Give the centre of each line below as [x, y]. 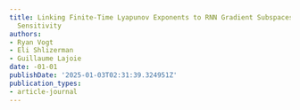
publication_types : [46, 83]
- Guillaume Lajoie [46, 59]
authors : [25, 34]
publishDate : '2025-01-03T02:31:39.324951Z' [93, 75]
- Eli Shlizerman [42, 51]
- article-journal [43, 91]
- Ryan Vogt [31, 42]
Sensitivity [40, 26]
